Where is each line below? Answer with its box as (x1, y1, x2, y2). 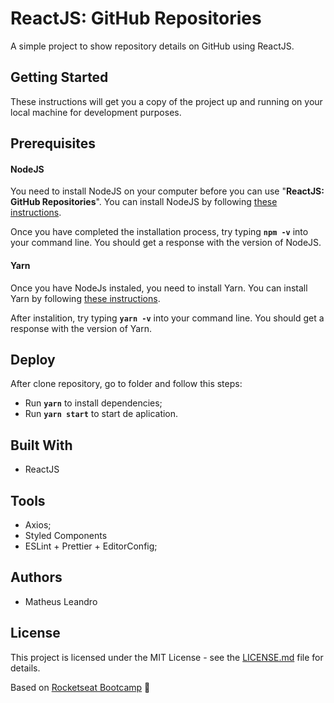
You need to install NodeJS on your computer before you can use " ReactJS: (10, 185, 325, 197)
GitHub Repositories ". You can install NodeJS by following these (10, 196, 278, 208)
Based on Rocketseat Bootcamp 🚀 (10, 681, 151, 693)
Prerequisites (10, 135, 96, 152)
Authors (10, 569, 63, 586)
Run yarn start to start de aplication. (24, 408, 179, 420)
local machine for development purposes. (10, 106, 182, 118)
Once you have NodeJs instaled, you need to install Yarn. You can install (10, 282, 308, 294)
